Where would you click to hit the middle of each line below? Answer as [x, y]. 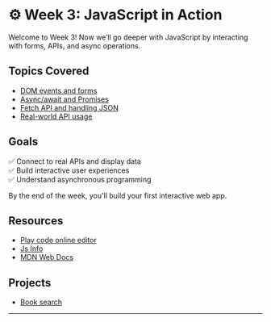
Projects [30, 283]
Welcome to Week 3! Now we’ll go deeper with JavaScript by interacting [128, 37]
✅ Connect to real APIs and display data [75, 161]
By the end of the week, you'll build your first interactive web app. [118, 195]
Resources [36, 221]
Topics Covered [49, 71]
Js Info [31, 249]
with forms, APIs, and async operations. [75, 45]
